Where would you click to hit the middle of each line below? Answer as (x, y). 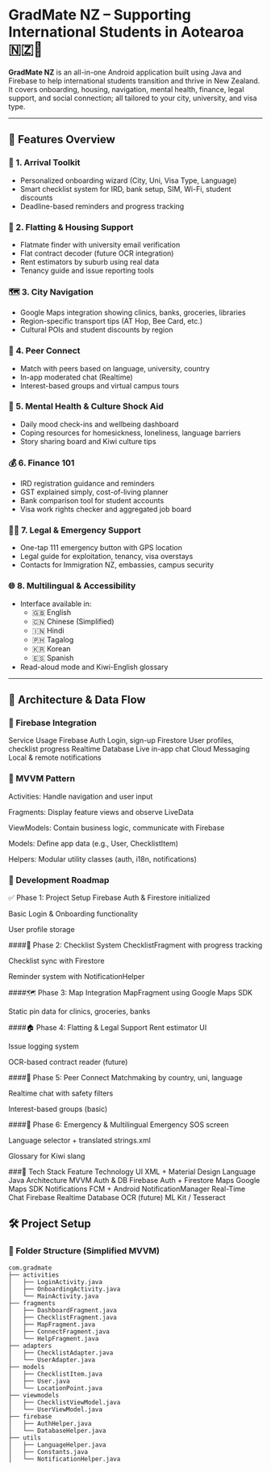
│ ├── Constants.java (48, 1452)
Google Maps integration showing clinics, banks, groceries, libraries (133, 312)
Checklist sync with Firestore (56, 960)
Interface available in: (56, 604)
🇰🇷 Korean (51, 648)
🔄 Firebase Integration (52, 723)
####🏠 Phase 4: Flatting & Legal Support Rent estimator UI (108, 1027)
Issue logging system (44, 1046)
